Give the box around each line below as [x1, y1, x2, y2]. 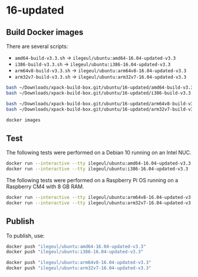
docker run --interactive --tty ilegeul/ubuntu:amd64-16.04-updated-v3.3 [6, 160, 192, 166]
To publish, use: [6, 232, 45, 239]
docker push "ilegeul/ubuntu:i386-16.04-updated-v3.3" [6, 249, 144, 255]
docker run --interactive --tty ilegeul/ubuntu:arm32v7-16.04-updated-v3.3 [6, 199, 196, 206]
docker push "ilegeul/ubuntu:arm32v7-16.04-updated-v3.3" [6, 265, 151, 271]
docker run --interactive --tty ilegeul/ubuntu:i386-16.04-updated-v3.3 [6, 166, 189, 172]
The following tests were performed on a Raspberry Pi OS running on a [6, 176, 179, 183]
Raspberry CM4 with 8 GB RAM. [6, 183, 84, 190]
